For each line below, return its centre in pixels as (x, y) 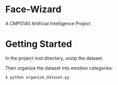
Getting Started (39, 44)
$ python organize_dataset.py (38, 77)
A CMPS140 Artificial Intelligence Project (48, 23)
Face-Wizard (33, 9)
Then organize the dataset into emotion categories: (59, 68)
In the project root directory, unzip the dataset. (54, 58)
